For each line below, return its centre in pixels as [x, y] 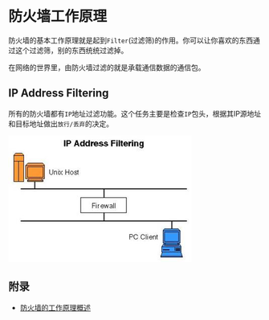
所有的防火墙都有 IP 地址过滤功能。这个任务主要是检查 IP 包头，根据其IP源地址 [135, 113]
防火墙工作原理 [58, 16]
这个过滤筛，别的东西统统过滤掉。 [71, 50]
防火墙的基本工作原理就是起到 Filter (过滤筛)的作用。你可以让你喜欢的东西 [131, 40]
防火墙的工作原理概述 [55, 307]
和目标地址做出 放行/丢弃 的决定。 [61, 123]
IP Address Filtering [59, 93]
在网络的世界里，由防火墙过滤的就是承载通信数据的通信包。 [107, 67]
